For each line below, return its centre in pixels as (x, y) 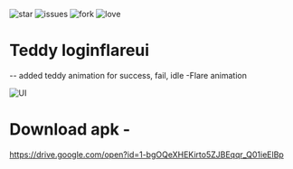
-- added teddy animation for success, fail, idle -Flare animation (128, 75)
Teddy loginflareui (80, 51)
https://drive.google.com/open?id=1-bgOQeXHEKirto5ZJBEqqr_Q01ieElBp (147, 155)
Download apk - (70, 130)
